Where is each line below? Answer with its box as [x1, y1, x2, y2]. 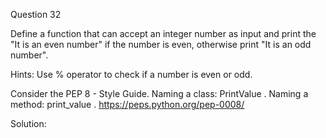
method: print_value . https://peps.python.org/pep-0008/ [10, 99, 245, 110]
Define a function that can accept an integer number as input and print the [10, 28, 317, 39]
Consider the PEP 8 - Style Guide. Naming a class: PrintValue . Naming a [10, 88, 309, 99]
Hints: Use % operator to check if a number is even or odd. [10, 69, 253, 80]
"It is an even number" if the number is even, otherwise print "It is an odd [10, 39, 312, 50]
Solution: [10, 118, 47, 129]
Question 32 [10, 9, 62, 20]
